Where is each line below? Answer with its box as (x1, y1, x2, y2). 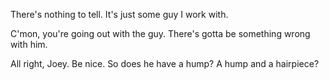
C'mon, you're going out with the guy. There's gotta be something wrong (10, 28, 311, 39)
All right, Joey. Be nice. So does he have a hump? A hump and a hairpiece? (10, 58, 320, 69)
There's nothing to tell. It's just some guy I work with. (10, 9, 229, 20)
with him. (10, 39, 48, 50)
